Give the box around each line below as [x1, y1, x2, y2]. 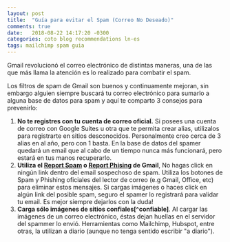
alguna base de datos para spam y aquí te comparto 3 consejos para [7, 97, 202, 104]
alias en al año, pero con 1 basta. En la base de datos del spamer [17, 139, 201, 147]
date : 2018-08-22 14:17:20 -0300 [7, 29, 109, 37]
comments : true [7, 23, 51, 30]
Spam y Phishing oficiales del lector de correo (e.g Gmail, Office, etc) [17, 176, 214, 183]
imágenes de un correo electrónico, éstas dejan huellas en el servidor [17, 212, 216, 221]
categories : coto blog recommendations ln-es [7, 36, 140, 43]
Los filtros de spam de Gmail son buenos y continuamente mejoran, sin [7, 82, 209, 90]
